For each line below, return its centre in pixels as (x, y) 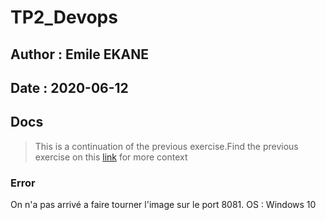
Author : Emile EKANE (80, 54)
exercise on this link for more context (111, 157)
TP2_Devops (64, 17)
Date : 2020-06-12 (69, 87)
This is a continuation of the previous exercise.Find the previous (166, 146)
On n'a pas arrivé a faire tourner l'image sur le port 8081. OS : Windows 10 (163, 205)
